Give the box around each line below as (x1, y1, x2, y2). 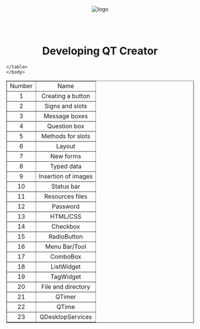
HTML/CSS (50, 212, 82, 220)
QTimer (55, 292, 76, 300)
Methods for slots (41, 131, 90, 140)
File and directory (41, 283, 90, 291)
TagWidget (50, 272, 82, 281)
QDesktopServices (39, 312, 92, 321)
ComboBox (50, 252, 82, 261)
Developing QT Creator (42, 45, 158, 58)
